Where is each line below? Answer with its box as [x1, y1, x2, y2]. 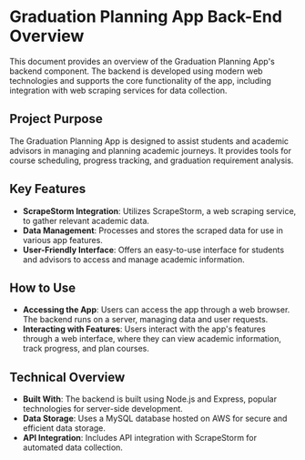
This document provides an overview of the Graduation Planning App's [9, 56, 275, 66]
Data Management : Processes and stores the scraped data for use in [22, 225, 284, 236]
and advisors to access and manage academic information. [22, 253, 245, 265]
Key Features [9, 181, 86, 197]
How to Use [9, 280, 76, 295]
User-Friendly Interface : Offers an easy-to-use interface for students [22, 244, 285, 255]
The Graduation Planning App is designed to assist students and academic [9, 135, 290, 147]
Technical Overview [9, 369, 126, 384]
